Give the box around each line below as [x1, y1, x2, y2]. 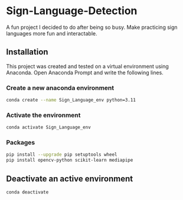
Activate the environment [6, 111, 81, 119]
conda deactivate [6, 189, 49, 195]
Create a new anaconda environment [6, 84, 115, 92]
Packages [6, 139, 35, 147]
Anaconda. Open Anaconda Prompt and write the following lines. [6, 69, 164, 76]
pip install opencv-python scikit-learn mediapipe [6, 158, 133, 163]
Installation [6, 47, 48, 57]
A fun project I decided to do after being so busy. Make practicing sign [6, 24, 178, 31]
